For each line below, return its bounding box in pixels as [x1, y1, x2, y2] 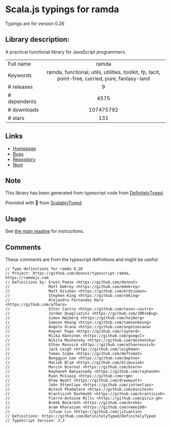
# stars [8, 114, 24, 121]
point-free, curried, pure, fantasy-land [56, 75, 150, 82]
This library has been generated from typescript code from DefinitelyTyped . [5, 190, 164, 196]
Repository [12, 156, 36, 162]
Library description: [5, 35, 70, 44]
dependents [8, 98, 37, 105]
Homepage [12, 145, 37, 152]
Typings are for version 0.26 [5, 20, 65, 27]
